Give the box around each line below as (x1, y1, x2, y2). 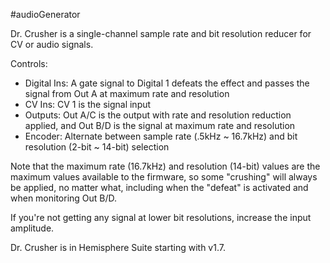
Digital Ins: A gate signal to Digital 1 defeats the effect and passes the (24, 77, 310, 89)
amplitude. (10, 222, 55, 234)
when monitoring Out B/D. (10, 192, 118, 204)
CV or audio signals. (10, 39, 94, 50)
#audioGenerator (10, 9, 81, 20)
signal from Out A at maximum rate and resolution (24, 88, 230, 99)
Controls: (10, 58, 48, 69)
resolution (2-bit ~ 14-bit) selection (24, 141, 170, 153)
